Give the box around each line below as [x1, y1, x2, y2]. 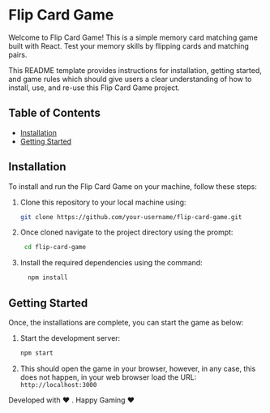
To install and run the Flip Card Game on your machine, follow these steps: [8, 181, 258, 191]
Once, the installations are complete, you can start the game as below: [8, 318, 244, 327]
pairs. [8, 49, 28, 59]
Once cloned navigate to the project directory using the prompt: [19, 227, 234, 237]
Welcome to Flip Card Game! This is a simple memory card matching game [8, 32, 258, 42]
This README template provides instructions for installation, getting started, [8, 65, 262, 75]
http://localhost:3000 [19, 381, 97, 389]
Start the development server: [19, 333, 121, 342]
